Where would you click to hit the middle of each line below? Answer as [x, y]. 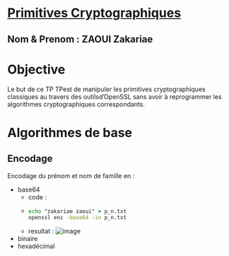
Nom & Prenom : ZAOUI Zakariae [80, 39]
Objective [36, 69]
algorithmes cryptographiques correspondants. [76, 104]
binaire [28, 239]
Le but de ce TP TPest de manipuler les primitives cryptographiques [107, 89]
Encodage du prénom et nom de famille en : [71, 175]
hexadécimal [36, 246]
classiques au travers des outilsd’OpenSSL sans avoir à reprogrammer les [114, 96]
